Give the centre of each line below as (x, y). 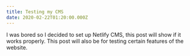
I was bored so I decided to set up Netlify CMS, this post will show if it (94, 34)
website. (17, 47)
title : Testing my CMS (35, 12)
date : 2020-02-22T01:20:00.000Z (47, 17)
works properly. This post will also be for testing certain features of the (95, 41)
